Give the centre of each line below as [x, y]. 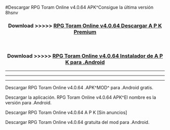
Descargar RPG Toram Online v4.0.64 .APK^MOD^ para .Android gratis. [79, 87]
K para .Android [85, 62]
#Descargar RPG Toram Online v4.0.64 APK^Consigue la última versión [79, 7]
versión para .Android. [29, 102]
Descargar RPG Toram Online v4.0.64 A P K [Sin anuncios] [66, 112]
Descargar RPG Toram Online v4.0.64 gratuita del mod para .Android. [77, 122]
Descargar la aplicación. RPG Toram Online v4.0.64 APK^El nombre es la [81, 97]
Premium [85, 32]
